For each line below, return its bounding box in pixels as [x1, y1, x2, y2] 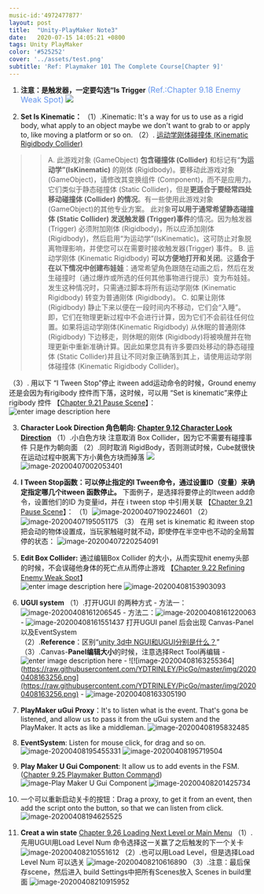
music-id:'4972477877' [9, 11, 83, 20]
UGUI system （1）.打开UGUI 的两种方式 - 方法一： [20, 598, 187, 607]
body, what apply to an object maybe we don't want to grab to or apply [20, 120, 251, 130]
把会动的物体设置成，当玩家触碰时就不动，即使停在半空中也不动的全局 [20, 526, 248, 535]
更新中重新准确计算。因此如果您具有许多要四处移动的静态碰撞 [54, 341, 255, 351]
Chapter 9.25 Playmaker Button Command [23, 770, 160, 779]
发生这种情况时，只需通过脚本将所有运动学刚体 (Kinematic [47, 282, 236, 292]
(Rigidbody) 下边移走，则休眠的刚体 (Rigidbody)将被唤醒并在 [47, 332, 244, 341]
